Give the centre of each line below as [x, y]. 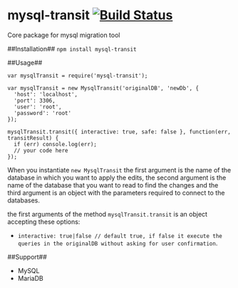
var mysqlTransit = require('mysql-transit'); [78, 76]
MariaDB [31, 278]
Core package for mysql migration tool [64, 35]
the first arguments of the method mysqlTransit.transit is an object [108, 214]
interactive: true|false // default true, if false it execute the [120, 236]
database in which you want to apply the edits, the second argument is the [117, 178]
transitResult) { [33, 138]
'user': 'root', [38, 107]
